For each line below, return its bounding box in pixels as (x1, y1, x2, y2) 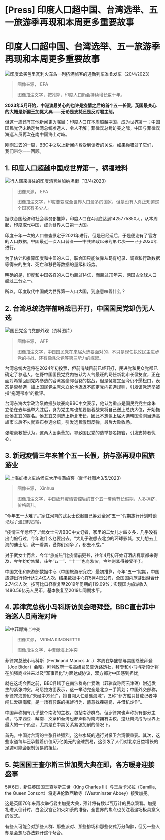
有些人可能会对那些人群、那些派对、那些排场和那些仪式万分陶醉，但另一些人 (5, 823, 160, 830)
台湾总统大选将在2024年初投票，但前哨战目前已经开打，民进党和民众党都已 (5, 365, 158, 371)
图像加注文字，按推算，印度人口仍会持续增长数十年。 (17, 92, 125, 98)
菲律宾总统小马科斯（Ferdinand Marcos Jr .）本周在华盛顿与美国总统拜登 (5, 658, 153, 664)
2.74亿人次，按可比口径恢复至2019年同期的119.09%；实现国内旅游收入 (5, 581, 148, 587)
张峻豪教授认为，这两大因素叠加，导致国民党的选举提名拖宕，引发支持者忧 (5, 429, 156, 435)
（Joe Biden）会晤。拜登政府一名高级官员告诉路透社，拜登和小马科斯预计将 (5, 664, 159, 670)
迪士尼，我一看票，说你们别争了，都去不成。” (13, 541, 104, 547)
